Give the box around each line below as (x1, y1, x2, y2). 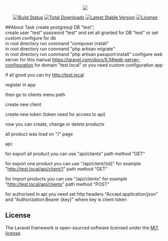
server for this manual (5, 56, 51, 63)
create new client (5, 102, 42, 107)
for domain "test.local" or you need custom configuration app (34, 62, 163, 68)
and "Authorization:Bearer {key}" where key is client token (5, 196, 127, 202)
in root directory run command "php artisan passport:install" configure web (5, 51, 163, 57)
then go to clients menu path (5, 92, 65, 98)
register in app (5, 82, 36, 87)
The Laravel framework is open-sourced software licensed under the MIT (5, 224, 159, 231)
